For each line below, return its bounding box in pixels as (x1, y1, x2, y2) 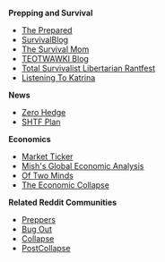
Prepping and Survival (8, 8, 93, 18)
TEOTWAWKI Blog (21, 54, 89, 63)
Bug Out (21, 224, 53, 234)
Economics (8, 134, 51, 144)
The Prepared (21, 25, 73, 35)
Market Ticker (21, 151, 74, 162)
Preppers (21, 215, 56, 224)
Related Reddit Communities (8, 197, 117, 207)
